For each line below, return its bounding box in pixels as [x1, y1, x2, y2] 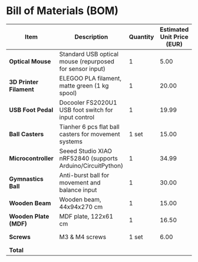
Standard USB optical [59, 50, 119, 58]
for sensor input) [59, 65, 106, 73]
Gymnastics [9, 174, 44, 183]
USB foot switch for [59, 106, 113, 114]
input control [59, 113, 95, 121]
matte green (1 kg [59, 81, 109, 89]
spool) [59, 89, 77, 97]
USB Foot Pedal [9, 106, 54, 114]
